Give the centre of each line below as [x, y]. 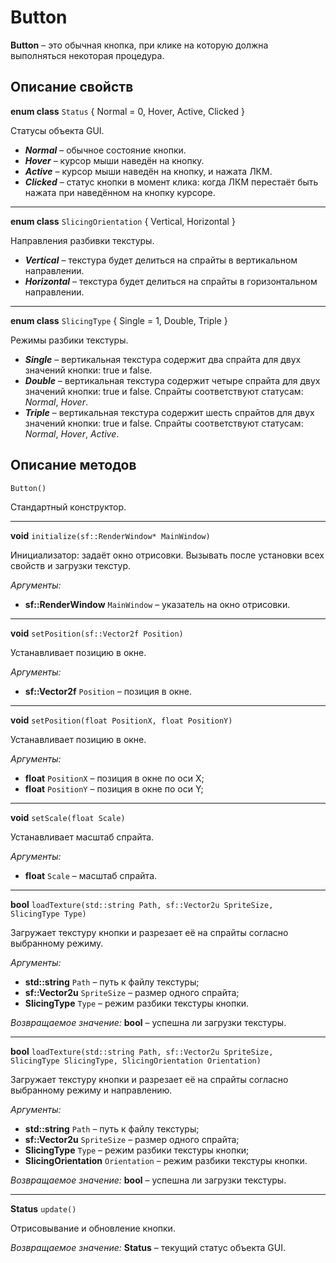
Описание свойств [72, 87]
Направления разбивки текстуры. [82, 240]
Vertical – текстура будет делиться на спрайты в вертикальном [161, 260]
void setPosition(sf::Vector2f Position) [97, 633]
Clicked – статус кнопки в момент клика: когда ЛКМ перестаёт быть [171, 182]
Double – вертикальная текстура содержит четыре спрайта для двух [172, 380]
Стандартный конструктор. [68, 507]
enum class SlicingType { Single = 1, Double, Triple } [119, 320]
